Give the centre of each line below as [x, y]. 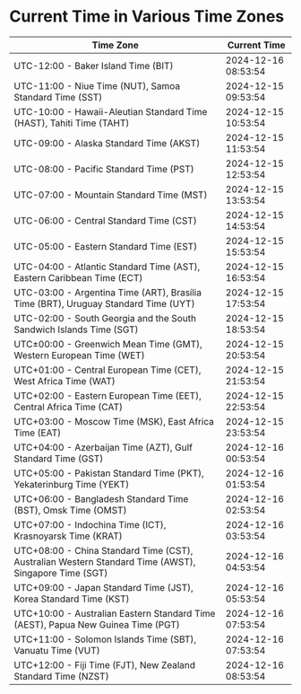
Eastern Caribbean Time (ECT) [78, 277]
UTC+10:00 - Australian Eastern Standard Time [115, 613]
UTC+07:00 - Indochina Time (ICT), [90, 524]
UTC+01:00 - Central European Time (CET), [107, 370]
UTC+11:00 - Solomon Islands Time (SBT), [105, 639]
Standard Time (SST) [58, 97]
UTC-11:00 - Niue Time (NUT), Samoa [97, 85]
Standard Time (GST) [59, 458]
